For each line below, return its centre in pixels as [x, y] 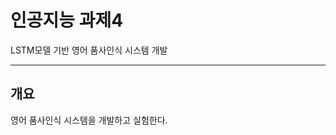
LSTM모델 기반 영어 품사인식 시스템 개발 [89, 50]
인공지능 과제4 [67, 20]
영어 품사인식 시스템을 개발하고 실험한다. [89, 120]
